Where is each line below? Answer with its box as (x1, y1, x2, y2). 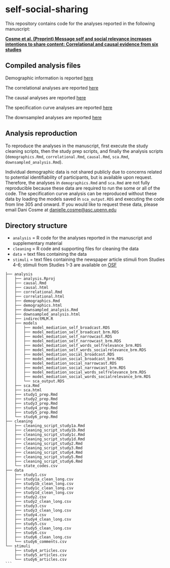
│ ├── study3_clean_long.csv (5, 508, 72, 513)
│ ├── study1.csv (5, 472, 47, 477)
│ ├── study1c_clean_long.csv (5, 485, 74, 491)
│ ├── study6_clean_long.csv (5, 535, 72, 540)
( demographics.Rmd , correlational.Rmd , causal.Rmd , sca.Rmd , (5, 153, 130, 159)
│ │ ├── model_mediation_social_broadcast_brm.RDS (5, 357, 124, 362)
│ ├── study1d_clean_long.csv (5, 490, 74, 495)
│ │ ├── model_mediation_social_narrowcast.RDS (5, 361, 117, 366)
